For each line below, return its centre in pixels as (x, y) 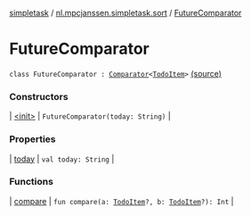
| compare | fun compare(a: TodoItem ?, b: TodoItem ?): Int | (121, 201)
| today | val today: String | (62, 159)
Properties (32, 139)
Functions (31, 182)
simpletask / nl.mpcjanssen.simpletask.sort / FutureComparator (125, 13)
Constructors (39, 96)
